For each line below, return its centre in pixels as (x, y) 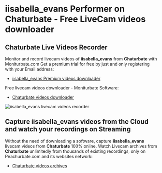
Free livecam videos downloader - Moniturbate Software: (62, 88)
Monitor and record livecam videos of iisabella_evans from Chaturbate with (81, 59)
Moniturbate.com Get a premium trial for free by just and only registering (77, 64)
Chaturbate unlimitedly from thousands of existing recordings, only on (75, 151)
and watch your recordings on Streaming (68, 129)
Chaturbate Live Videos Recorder (56, 47)
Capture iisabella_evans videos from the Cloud (77, 122)
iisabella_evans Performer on (65, 9)
